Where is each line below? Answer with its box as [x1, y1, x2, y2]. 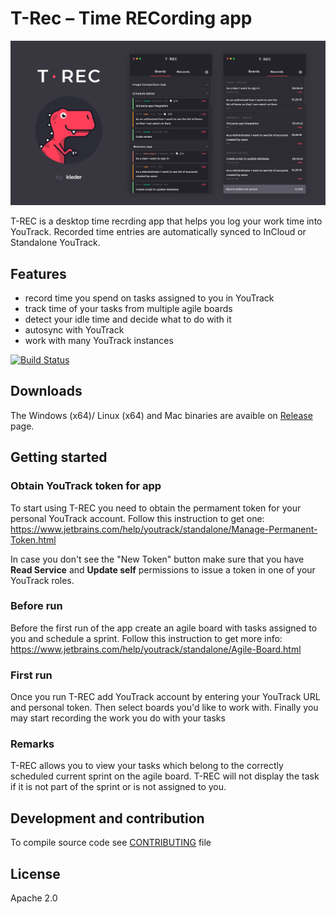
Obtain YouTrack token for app [10, 479, 162, 493]
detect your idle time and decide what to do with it [24, 313, 232, 326]
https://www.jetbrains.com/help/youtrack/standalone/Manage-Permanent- [10, 523, 318, 535]
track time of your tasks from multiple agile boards [24, 303, 233, 315]
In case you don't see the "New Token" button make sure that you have [10, 553, 305, 565]
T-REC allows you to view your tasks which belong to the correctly [10, 760, 284, 772]
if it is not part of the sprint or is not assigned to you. [10, 781, 227, 793]
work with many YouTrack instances [24, 335, 174, 347]
